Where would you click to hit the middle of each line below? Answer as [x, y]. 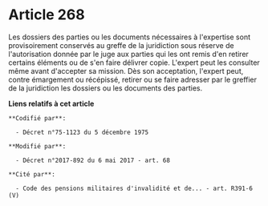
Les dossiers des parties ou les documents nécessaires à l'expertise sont [130, 37]
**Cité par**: [32, 174]
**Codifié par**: [37, 118]
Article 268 [47, 15]
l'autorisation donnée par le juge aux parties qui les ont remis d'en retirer [128, 54]
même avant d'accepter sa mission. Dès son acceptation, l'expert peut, [126, 71]
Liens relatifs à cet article [51, 103]
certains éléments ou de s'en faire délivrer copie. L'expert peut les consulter [134, 63]
